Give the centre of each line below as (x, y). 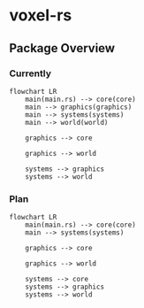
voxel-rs (41, 15)
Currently (30, 73)
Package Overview (62, 48)
